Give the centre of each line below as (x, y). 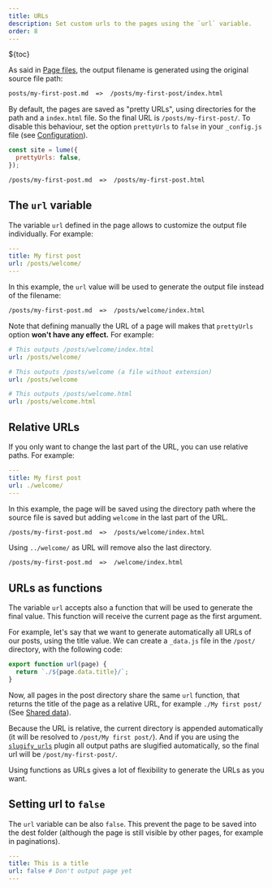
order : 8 (23, 31)
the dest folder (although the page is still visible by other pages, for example (136, 833)
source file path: (36, 79)
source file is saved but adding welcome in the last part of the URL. (119, 517)
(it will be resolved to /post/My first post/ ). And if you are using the (124, 736)
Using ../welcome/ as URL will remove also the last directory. (110, 547)
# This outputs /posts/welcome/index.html (81, 349)
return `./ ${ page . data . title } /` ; (72, 672)
